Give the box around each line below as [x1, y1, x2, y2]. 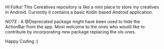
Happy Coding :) [5, 38, 38, 44]
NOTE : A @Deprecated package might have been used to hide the [5, 19, 140, 24]
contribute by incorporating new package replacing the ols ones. [5, 29, 136, 34]
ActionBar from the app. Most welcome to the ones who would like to [5, 24, 145, 30]
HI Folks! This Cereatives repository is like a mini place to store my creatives [5, 4, 159, 10]
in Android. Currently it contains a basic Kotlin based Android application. [5, 9, 153, 15]
